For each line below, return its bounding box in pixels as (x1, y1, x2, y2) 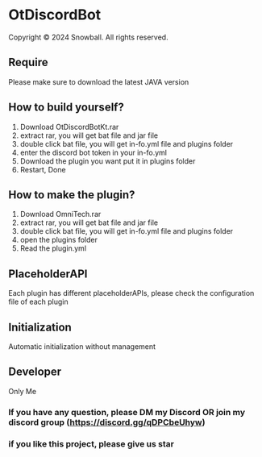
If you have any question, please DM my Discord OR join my (8, 406, 246, 418)
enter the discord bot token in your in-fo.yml (19, 147, 168, 157)
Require (8, 56, 48, 69)
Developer (8, 365, 62, 379)
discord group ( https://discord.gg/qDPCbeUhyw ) (8, 417, 206, 428)
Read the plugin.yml (19, 243, 87, 253)
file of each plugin (8, 297, 69, 307)
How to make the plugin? (8, 188, 135, 201)
